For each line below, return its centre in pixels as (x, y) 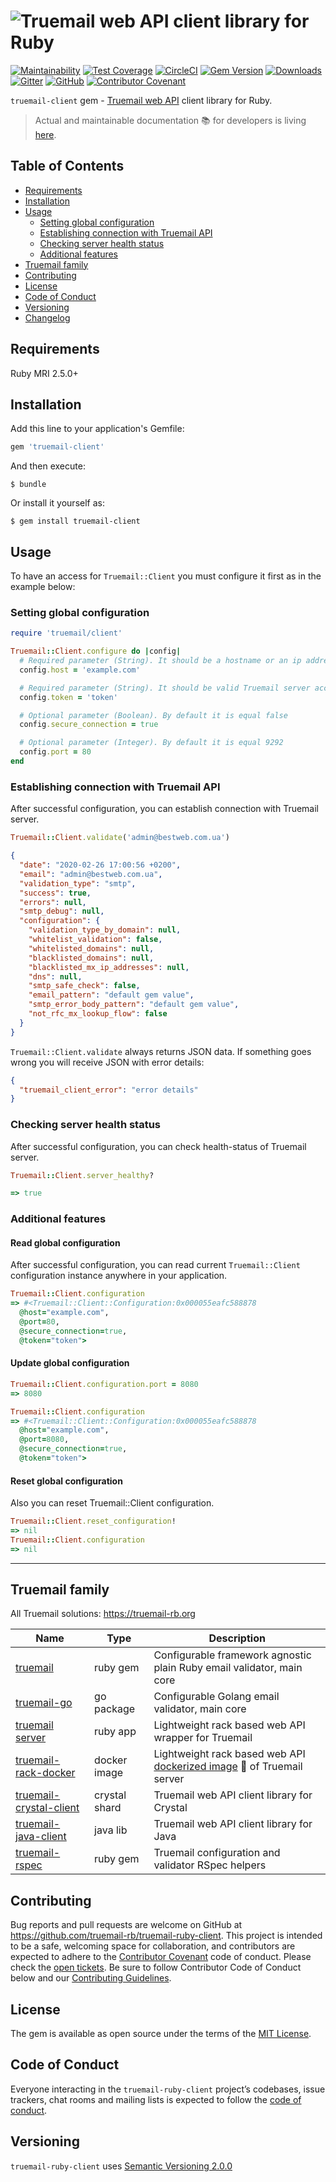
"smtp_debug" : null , (62, 911)
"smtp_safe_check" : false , (84, 986)
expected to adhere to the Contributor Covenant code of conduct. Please (161, 1957)
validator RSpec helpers (210, 1865)
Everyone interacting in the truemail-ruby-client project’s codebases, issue (168, 2089)
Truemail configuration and (217, 1853)
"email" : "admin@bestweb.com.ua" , (91, 874)
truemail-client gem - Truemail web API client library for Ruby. (141, 100)
